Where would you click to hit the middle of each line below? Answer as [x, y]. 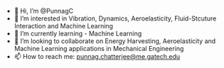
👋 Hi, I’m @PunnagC [43, 11]
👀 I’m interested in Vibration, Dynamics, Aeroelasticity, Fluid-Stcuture [115, 18]
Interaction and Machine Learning [64, 26]
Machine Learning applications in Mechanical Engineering [99, 49]
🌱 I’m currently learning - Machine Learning [78, 33]
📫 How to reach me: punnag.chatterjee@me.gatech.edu [97, 56]
